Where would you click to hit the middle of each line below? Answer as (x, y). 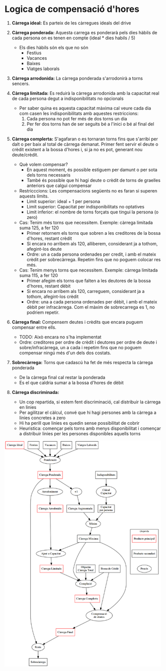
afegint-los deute (44, 249)
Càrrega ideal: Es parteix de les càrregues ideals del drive (71, 23)
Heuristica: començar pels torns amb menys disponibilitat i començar (90, 428)
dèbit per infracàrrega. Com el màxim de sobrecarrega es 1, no (91, 307)
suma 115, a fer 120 (38, 275)
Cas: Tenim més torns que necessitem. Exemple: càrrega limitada (86, 222)
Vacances (37, 58)
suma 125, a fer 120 (39, 228)
